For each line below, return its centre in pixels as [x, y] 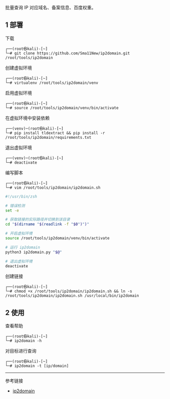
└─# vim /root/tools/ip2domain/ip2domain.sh [53, 188]
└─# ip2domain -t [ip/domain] [37, 366]
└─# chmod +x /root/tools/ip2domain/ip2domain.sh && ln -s [69, 291]
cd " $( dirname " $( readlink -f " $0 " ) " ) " [47, 224]
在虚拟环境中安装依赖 [27, 118]
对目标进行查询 [21, 351]
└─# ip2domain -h [24, 341]
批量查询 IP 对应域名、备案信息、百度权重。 [51, 7]
